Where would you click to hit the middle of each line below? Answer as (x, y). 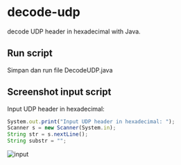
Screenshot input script (59, 92)
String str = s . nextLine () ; (48, 134)
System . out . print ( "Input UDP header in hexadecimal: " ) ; (91, 121)
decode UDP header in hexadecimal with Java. (74, 31)
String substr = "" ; (37, 141)
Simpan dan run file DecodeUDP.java (60, 70)
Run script (30, 53)
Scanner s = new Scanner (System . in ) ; (62, 128)
